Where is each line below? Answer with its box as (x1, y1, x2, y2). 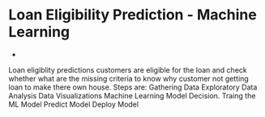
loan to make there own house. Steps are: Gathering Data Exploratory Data (8, 82, 258, 92)
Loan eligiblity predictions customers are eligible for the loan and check (8, 65, 247, 74)
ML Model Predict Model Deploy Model (8, 99, 139, 109)
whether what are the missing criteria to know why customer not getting (8, 73, 249, 83)
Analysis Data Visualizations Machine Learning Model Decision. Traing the (8, 90, 256, 100)
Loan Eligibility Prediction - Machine (8, 6, 257, 24)
